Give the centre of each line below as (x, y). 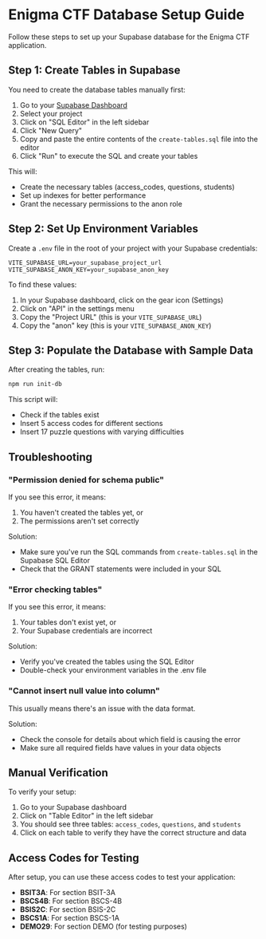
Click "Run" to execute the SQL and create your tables (109, 156)
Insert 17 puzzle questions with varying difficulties (102, 432)
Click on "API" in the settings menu (77, 308)
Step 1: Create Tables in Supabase (94, 71)
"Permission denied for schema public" (86, 479)
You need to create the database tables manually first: (97, 89)
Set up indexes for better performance (83, 195)
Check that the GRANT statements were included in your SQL (120, 569)
